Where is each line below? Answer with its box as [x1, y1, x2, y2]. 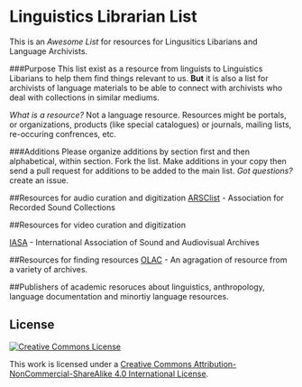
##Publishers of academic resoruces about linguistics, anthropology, [9, 281, 266, 292]
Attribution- [193, 358, 237, 369]
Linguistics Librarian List [9, 6, 198, 27]
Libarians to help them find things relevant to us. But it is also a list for [9, 72, 269, 83]
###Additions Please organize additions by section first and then [9, 146, 251, 157]
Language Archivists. [9, 45, 88, 56]
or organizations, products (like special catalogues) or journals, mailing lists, [9, 119, 292, 130]
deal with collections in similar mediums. [9, 92, 160, 103]
